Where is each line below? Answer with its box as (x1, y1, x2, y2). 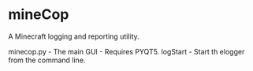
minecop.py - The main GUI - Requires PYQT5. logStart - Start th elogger (8, 47, 245, 56)
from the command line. (8, 55, 86, 65)
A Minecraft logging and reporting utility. (8, 32, 140, 41)
